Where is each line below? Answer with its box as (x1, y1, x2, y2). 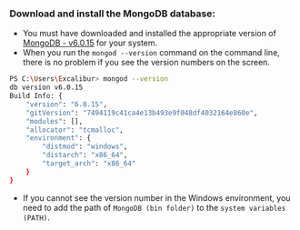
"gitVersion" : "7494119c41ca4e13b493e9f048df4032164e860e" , (25, 108, 258, 117)
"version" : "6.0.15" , (25, 99, 107, 109)
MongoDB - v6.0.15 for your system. (22, 37, 158, 48)
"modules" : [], (25, 116, 84, 125)
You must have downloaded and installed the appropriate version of (22, 28, 277, 39)
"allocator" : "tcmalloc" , (25, 125, 125, 135)
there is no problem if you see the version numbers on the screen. (22, 57, 271, 68)
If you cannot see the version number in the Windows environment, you (22, 192, 291, 203)
